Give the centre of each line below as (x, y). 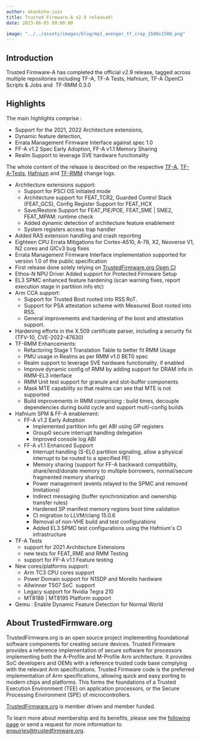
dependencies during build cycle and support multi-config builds (104, 407)
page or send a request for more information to (64, 724)
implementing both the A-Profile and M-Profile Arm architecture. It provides (99, 656)
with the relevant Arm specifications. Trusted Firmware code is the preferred (100, 669)
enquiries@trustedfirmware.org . (46, 730)
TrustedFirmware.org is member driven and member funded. (81, 706)
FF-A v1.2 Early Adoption (54, 420)
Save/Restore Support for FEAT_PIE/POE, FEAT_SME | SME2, (98, 210)
